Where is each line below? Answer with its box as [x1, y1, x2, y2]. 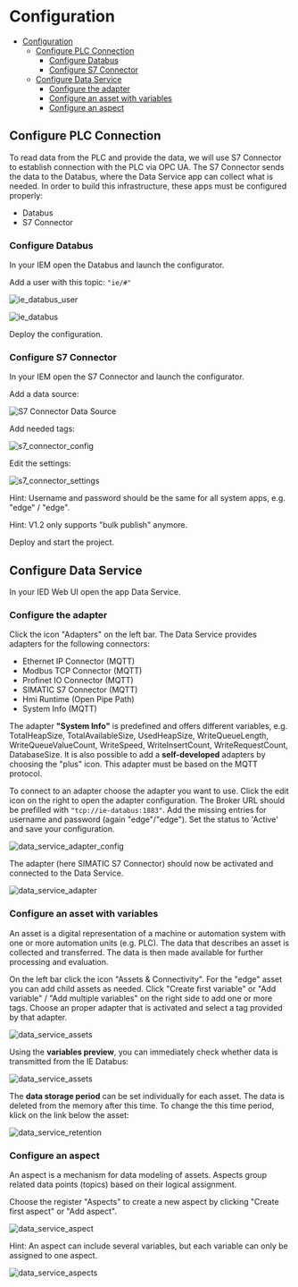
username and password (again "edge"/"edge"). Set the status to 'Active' [9, 814, 279, 825]
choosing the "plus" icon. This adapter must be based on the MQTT [9, 758, 259, 770]
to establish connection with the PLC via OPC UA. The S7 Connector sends [9, 161, 285, 172]
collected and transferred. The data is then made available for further [9, 946, 264, 958]
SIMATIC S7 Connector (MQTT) [21, 684, 138, 695]
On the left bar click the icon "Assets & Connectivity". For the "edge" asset [9, 973, 283, 985]
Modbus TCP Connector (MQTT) [21, 665, 143, 676]
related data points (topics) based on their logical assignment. [9, 1179, 237, 1190]
